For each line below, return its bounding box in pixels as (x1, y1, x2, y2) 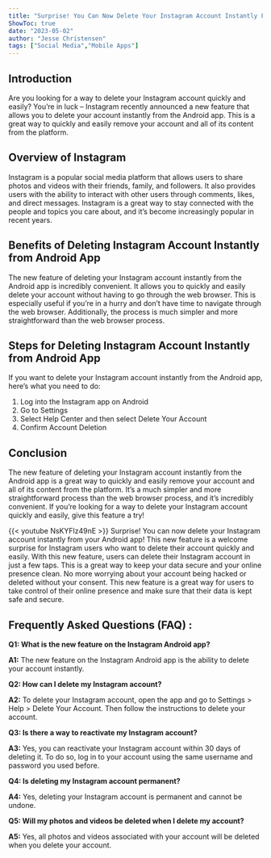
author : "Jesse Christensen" (8, 34, 106, 43)
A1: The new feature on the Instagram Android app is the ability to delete (8, 655, 250, 664)
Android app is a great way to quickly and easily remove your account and (8, 476, 256, 486)
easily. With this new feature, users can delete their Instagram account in (8, 552, 251, 562)
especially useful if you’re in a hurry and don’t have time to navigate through (8, 298, 262, 308)
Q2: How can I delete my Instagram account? (8, 680, 162, 688)
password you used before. (8, 760, 100, 770)
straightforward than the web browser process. (8, 316, 165, 325)
